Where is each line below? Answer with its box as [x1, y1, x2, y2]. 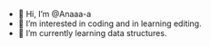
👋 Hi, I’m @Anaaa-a [17, 9, 92, 19]
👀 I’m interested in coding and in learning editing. [17, 18, 202, 29]
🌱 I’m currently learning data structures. [17, 28, 167, 38]
